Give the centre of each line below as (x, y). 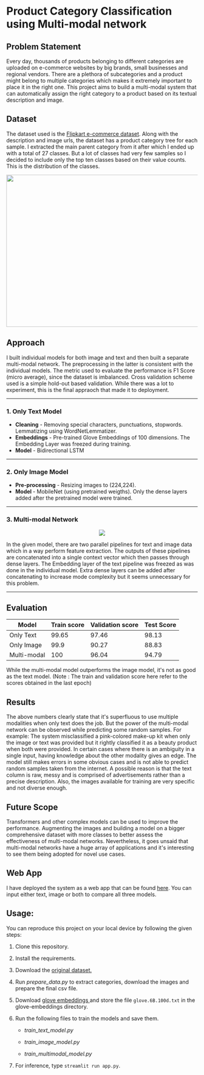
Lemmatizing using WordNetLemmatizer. (66, 431)
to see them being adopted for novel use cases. (66, 854)
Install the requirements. (45, 958)
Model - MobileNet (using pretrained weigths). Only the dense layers (101, 492)
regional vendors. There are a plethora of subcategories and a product (95, 74)
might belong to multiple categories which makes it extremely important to (99, 81)
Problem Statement (44, 47)
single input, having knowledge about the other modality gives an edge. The (101, 755)
